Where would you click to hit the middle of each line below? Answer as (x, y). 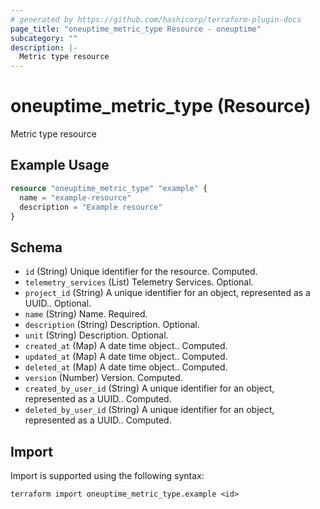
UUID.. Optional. (58, 303)
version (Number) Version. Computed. (103, 378)
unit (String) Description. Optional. (96, 335)
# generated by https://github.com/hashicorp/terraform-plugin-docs (156, 19)
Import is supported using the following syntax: (107, 475)
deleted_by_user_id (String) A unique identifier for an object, (149, 410)
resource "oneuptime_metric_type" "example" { (109, 188)
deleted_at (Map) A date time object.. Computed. (126, 367)
